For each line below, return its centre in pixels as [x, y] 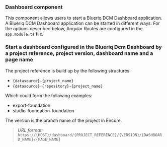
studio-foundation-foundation [43, 111]
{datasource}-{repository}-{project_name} [58, 86]
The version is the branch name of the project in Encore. [64, 120]
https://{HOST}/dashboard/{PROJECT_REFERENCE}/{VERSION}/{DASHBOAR [90, 135]
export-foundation [31, 105]
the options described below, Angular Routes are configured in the [74, 29]
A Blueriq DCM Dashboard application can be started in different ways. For [82, 23]
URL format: [30, 130]
